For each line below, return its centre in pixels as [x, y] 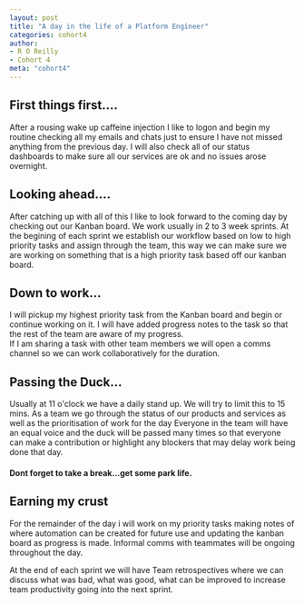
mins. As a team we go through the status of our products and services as [148, 413]
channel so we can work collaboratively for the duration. [115, 353]
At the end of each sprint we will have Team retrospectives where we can [147, 569]
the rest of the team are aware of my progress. [97, 334]
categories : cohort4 [49, 35]
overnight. [29, 165]
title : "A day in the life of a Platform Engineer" [109, 26]
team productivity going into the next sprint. [92, 589]
